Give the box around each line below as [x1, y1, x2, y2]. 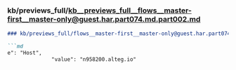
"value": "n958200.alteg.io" [51, 55, 137, 63]
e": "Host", [7, 50, 42, 57]
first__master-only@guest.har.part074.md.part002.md [7, 14, 201, 24]
